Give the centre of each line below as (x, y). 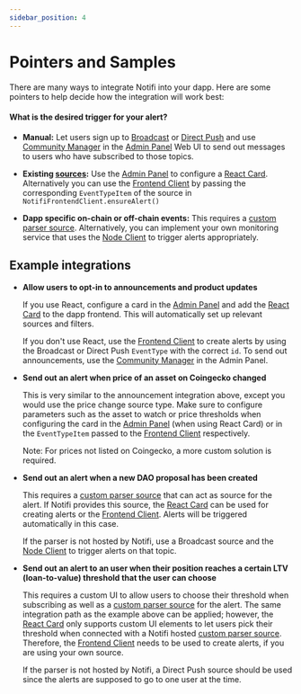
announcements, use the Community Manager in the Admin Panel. (145, 360)
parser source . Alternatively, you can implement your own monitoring (150, 227)
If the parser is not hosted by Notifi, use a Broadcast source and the (148, 541)
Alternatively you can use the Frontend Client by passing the (134, 183)
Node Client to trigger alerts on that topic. (99, 550)
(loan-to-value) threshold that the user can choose (120, 577)
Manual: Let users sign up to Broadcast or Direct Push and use (139, 137)
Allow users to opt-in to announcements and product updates (140, 287)
